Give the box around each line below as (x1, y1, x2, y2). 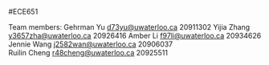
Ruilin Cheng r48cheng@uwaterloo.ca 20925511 (8, 48, 169, 57)
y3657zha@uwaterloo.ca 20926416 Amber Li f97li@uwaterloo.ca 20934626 (8, 31, 262, 40)
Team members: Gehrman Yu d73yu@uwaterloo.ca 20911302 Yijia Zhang (8, 22, 251, 31)
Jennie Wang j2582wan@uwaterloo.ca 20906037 (8, 39, 173, 49)
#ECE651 (8, 7, 39, 16)
